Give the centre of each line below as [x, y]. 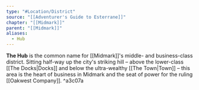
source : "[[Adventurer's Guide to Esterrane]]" [66, 17]
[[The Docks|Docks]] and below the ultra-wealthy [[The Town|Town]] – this [98, 68]
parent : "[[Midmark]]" [34, 28]
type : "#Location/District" [41, 11]
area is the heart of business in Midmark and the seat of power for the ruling [99, 74]
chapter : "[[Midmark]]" [36, 22]
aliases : [17, 34]
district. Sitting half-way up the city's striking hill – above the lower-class [95, 62]
